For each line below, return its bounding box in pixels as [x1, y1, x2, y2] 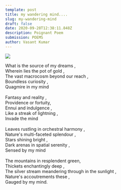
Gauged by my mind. [5, 179, 48, 185]
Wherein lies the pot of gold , [5, 68, 65, 74]
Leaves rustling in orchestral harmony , [5, 126, 86, 132]
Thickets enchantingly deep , [5, 163, 65, 169]
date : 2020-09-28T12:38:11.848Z [5, 26, 72, 31]
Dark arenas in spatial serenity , [5, 142, 70, 148]
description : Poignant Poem [5, 30, 64, 35]
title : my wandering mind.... [5, 12, 68, 17]
